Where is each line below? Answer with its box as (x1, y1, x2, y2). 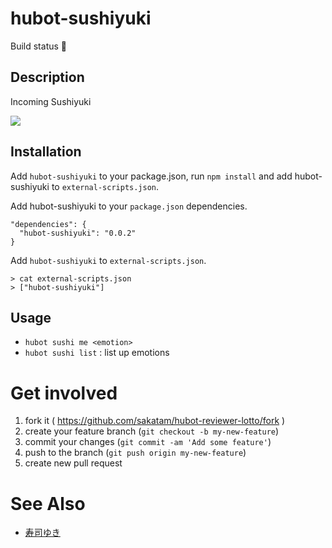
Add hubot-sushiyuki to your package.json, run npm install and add (10, 170, 293, 182)
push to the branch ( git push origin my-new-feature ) (24, 447, 247, 459)
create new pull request (24, 457, 123, 469)
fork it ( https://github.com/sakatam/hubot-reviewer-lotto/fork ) (24, 415, 286, 427)
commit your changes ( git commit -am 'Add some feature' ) (24, 436, 272, 448)
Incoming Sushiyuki (10, 95, 92, 107)
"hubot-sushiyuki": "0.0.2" (19, 228, 137, 238)
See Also (10, 492, 86, 515)
